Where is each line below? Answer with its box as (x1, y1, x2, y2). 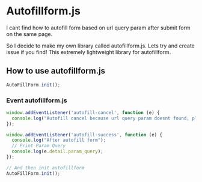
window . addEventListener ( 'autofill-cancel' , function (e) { (6, 109, 161, 115)
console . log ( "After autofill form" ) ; (11, 137, 106, 144)
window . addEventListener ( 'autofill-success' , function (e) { (6, 132, 163, 138)
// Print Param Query (11, 143, 66, 149)
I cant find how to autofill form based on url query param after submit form (6, 24, 191, 31)
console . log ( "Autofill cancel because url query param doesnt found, (11, 115, 189, 121)
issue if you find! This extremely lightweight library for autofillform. (6, 48, 171, 55)
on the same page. (6, 30, 53, 37)
